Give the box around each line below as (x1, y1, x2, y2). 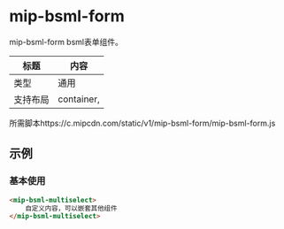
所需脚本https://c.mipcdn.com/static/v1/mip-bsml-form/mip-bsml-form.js (9, 118, 276, 128)
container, (58, 93, 100, 105)
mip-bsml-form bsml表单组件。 (9, 36, 124, 47)
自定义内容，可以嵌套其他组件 (25, 203, 118, 213)
